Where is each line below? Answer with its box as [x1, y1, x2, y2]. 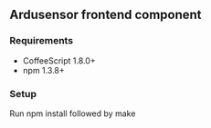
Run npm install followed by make [9, 108, 136, 119]
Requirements [9, 34, 74, 47]
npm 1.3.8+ [22, 64, 66, 75]
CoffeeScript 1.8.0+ [22, 54, 96, 66]
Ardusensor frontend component [9, 7, 203, 23]
